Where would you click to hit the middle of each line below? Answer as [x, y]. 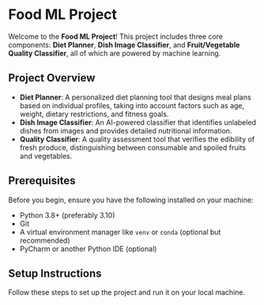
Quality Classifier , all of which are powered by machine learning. [115, 53]
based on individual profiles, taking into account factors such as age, [132, 105]
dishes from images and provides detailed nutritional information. [126, 130]
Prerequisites [42, 181]
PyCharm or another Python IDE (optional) [88, 249]
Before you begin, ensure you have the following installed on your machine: [131, 200]
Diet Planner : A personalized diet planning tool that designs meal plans [135, 97]
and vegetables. [46, 156]
